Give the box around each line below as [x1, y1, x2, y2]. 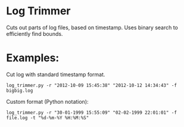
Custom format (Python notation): [6, 98, 89, 105]
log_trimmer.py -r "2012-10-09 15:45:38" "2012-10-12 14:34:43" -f [6, 82, 177, 88]
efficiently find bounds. [6, 30, 63, 37]
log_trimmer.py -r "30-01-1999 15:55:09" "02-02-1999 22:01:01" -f [6, 109, 177, 116]
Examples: [6, 51, 60, 65]
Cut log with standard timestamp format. [6, 70, 105, 78]
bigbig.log [6, 88, 33, 94]
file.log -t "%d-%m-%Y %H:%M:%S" [6, 114, 89, 120]
